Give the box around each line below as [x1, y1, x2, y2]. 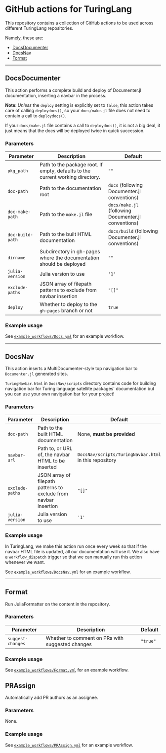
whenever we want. [5, 559, 45, 565]
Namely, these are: [5, 35, 43, 41]
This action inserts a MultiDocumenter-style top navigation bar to [5, 366, 138, 372]
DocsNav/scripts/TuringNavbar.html [77, 452, 162, 457]
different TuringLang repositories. [5, 25, 74, 31]
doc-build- [7, 232, 33, 238]
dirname [7, 255, 26, 261]
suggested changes [45, 641, 92, 648]
